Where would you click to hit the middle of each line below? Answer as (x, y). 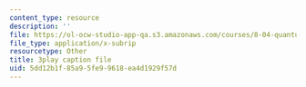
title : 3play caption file (61, 60)
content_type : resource (55, 18)
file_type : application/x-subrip (73, 43)
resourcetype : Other (49, 52)
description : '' (40, 26)
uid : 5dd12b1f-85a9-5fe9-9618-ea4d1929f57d (93, 69)
